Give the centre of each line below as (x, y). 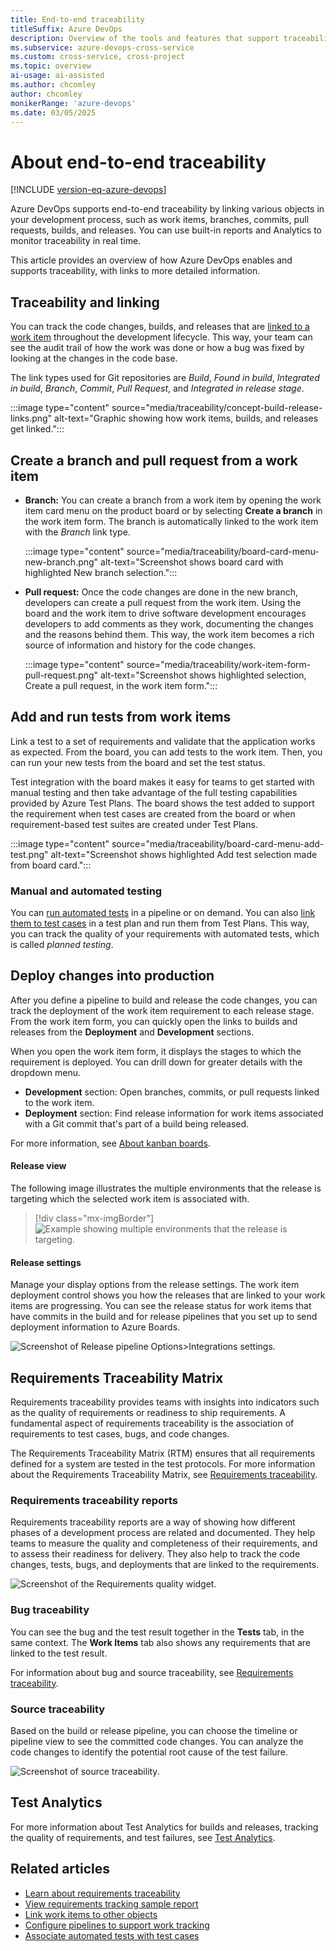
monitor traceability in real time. (76, 241)
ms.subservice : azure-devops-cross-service (102, 47)
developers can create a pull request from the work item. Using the (163, 602)
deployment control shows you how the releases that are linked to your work (168, 1295)
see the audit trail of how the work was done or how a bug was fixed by (157, 348)
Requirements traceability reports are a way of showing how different (153, 1522)
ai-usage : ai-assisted (57, 76)
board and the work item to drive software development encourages (165, 613)
